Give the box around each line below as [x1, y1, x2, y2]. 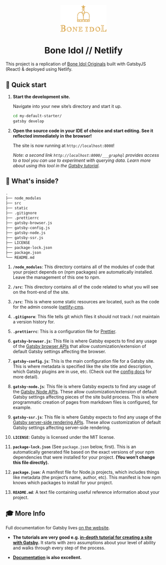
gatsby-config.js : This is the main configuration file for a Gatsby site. [12, 358, 155, 364]
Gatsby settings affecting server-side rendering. [12, 424, 111, 430]
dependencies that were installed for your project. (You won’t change [12, 454, 155, 460]
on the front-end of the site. [12, 289, 70, 295]
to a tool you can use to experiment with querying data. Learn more [12, 157, 151, 163]
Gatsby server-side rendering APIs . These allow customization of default [12, 419, 161, 425]
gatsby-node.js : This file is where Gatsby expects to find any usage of [12, 383, 156, 389]
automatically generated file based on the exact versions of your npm [12, 449, 155, 455]
